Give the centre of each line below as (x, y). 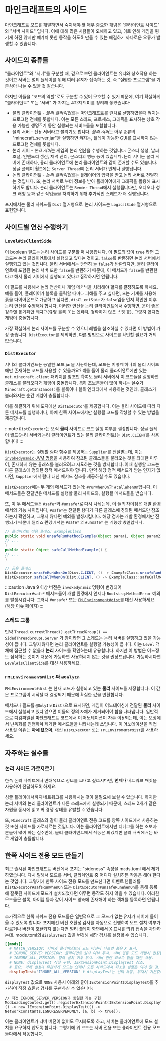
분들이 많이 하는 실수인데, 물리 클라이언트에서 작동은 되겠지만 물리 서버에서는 (79, 832)
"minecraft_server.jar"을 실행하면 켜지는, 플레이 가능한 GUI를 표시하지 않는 (85, 138)
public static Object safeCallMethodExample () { (56, 550)
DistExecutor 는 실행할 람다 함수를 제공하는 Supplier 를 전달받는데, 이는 (74, 452)
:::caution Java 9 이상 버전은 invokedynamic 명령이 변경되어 (63, 587)
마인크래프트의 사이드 (46, 10)
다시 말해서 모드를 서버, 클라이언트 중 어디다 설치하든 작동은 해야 (89, 875)
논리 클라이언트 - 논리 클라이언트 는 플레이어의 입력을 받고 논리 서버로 (79, 175)
